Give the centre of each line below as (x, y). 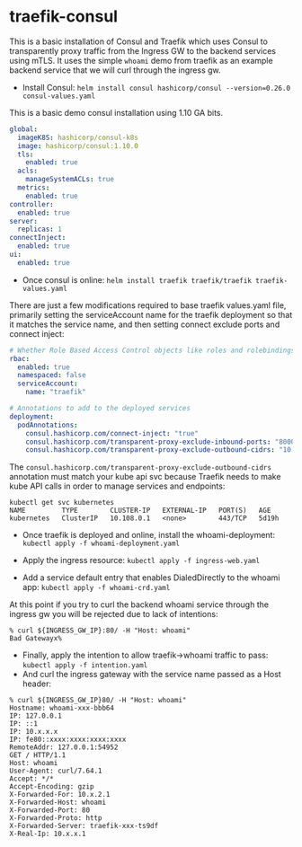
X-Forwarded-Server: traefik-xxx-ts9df (84, 826)
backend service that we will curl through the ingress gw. (115, 70)
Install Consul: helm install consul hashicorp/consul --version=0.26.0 (156, 87)
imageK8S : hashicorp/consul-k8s (78, 137)
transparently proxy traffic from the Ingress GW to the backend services (143, 50)
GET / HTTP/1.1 (38, 755)
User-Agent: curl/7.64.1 (56, 771)
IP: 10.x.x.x (34, 732)
